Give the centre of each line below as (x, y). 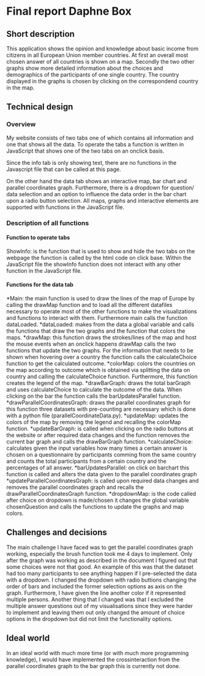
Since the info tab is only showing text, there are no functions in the (91, 162)
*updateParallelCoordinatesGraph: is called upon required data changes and (102, 481)
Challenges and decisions (57, 532)
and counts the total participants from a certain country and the (86, 461)
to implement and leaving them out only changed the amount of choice (96, 612)
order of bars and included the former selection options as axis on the (95, 586)
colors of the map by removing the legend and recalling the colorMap (94, 422)
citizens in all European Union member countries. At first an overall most (97, 55)
